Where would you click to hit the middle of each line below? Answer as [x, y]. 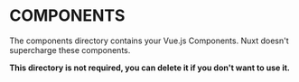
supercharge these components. [70, 50]
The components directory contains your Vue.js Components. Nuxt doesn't [149, 41]
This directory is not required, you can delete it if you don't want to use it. [150, 68]
